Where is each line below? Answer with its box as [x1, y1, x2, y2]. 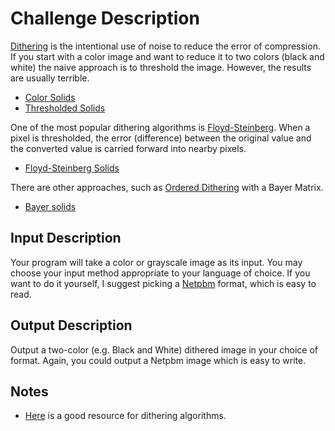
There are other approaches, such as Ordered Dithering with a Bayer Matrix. [10, 181, 324, 193]
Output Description [10, 317, 133, 334]
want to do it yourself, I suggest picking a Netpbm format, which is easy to [10, 277, 317, 289]
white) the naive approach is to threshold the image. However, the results [10, 61, 312, 73]
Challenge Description [10, 7, 200, 30]
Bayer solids [24, 200, 77, 212]
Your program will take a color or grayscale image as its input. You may [10, 256, 303, 268]
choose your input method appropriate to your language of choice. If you [10, 267, 311, 279]
